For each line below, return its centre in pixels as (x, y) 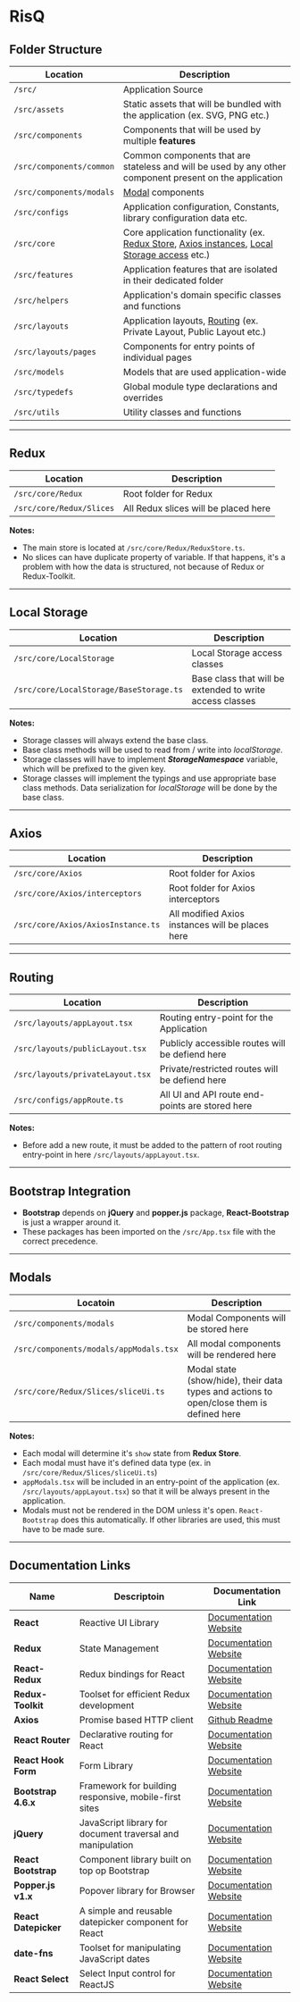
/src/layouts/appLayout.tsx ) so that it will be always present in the (146, 1491)
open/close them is (227, 1403)
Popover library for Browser (137, 1890)
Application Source (163, 89)
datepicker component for (134, 1922)
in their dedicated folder (174, 281)
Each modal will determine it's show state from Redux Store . (132, 1453)
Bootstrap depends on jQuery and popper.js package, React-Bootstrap (156, 1213)
